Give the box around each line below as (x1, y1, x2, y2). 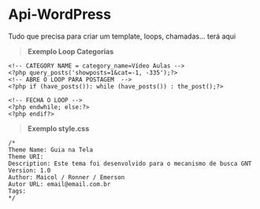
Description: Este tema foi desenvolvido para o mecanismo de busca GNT (8, 159, 252, 167)
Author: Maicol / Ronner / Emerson (8, 173, 125, 181)
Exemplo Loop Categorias (27, 46, 114, 56)
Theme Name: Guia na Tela (8, 145, 93, 154)
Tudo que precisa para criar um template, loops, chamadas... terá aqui (8, 31, 236, 41)
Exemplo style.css (27, 123, 90, 133)
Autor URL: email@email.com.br (8, 180, 111, 188)
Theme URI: (8, 152, 44, 160)
